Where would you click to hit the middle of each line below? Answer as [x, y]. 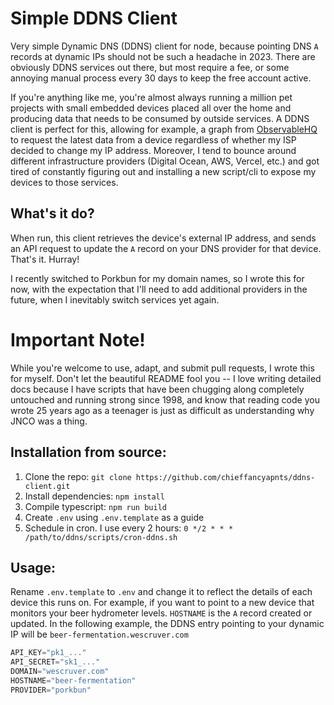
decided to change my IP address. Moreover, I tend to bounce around [153, 150]
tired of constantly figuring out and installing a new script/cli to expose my [163, 171]
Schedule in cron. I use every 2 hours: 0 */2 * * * [129, 528]
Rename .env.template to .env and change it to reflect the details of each [161, 592]
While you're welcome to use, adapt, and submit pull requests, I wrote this [162, 368]
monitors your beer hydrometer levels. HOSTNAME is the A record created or [161, 613]
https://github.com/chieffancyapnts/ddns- [225, 477]
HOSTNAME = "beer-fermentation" [73, 680]
